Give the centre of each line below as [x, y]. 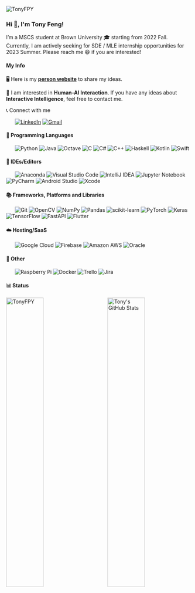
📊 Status [18, 286]
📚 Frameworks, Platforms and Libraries [55, 195]
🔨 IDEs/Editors [24, 162]
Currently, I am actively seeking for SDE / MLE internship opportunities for [95, 46]
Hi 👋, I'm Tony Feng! [35, 24]
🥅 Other [16, 259]
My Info [16, 65]
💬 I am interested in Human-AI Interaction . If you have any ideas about [92, 92]
